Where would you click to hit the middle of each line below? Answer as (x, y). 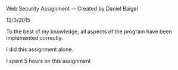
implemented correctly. (35, 38)
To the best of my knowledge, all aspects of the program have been (89, 31)
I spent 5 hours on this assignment (49, 61)
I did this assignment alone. (40, 49)
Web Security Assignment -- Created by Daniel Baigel (72, 9)
